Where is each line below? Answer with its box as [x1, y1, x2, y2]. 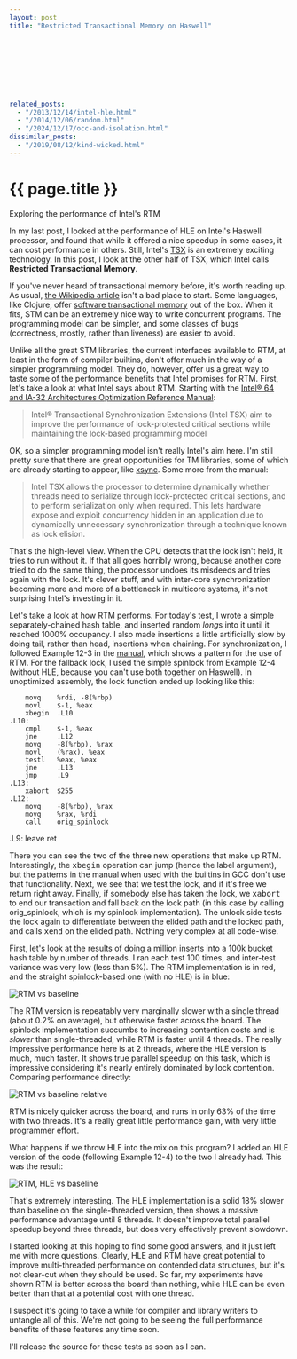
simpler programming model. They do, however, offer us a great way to [9, 363, 269, 374]
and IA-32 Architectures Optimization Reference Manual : [9, 391, 216, 402]
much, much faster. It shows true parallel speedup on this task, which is [9, 1053, 271, 1063]
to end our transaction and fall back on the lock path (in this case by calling [9, 897, 285, 908]
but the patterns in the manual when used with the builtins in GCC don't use [9, 869, 286, 880]
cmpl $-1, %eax [25, 724, 93, 733]
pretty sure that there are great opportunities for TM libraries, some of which [9, 454, 289, 465]
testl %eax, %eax [25, 755, 98, 764]
